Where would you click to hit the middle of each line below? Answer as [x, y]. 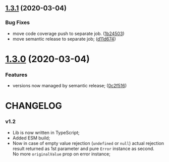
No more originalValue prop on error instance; [62, 154]
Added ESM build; [31, 138]
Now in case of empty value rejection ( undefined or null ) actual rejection [88, 143]
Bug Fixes [18, 23]
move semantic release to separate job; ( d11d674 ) [64, 39]
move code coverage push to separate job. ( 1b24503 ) [68, 33]
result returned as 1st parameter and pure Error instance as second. [83, 148]
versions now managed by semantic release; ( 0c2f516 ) [70, 86]
